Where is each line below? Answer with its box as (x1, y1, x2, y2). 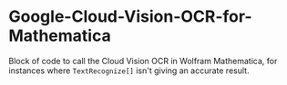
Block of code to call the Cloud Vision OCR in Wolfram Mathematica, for (8, 55, 278, 66)
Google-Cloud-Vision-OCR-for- (8, 6, 252, 27)
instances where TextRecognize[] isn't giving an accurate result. (8, 65, 250, 76)
